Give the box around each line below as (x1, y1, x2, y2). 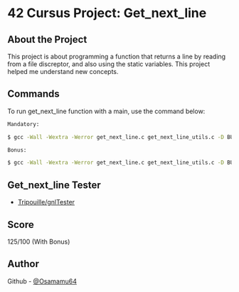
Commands (7, 88, 60, 100)
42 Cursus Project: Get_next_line (7, 5, 207, 21)
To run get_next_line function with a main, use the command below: (7, 107, 206, 115)
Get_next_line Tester (7, 179, 101, 191)
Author (7, 258, 39, 270)
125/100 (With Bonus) (7, 237, 70, 246)
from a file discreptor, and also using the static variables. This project (7, 60, 211, 68)
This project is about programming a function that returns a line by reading (7, 52, 226, 61)
